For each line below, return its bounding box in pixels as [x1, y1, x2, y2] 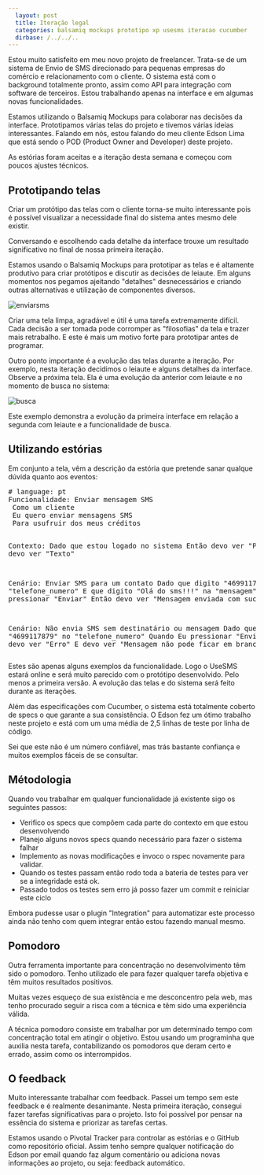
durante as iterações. [8, 686, 77, 696]
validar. [19, 859, 44, 869]
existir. [8, 221, 30, 231]
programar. [8, 341, 45, 350]
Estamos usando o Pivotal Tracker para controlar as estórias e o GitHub [8, 1133, 240, 1143]
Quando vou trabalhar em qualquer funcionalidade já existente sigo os [8, 794, 236, 804]
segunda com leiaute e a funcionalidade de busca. [8, 420, 171, 430]
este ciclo [19, 892, 52, 902]
